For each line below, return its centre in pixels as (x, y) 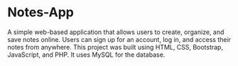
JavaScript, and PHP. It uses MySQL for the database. (86, 55)
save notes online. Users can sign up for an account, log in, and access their (119, 39)
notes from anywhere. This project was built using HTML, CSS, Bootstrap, (115, 47)
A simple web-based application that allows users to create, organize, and (116, 32)
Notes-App (41, 12)
